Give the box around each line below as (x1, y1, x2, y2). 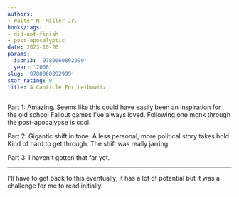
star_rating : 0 (7, 76, 53, 84)
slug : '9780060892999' (7, 70, 75, 77)
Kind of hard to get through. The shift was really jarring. (7, 140, 171, 148)
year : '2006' (14, 64, 53, 71)
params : (7, 51, 31, 58)
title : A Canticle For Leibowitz (7, 84, 107, 91)
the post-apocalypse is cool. (7, 118, 91, 127)
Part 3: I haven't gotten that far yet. (7, 153, 110, 162)
